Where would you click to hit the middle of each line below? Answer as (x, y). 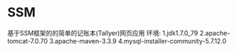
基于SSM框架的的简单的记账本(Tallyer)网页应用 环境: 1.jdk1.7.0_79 (103, 33)
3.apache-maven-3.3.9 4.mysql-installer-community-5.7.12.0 (138, 41)
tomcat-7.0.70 (28, 41)
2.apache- (215, 33)
